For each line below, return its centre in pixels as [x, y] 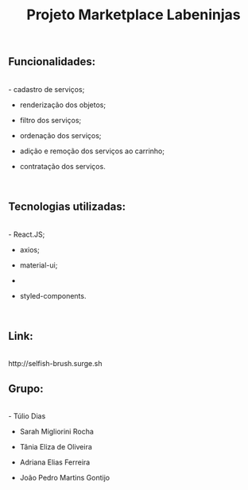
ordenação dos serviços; [60, 135]
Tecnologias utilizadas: [67, 207]
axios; [29, 249]
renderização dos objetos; [62, 105]
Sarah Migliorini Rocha [56, 432]
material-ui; [39, 265]
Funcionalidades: [52, 62]
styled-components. [53, 295]
